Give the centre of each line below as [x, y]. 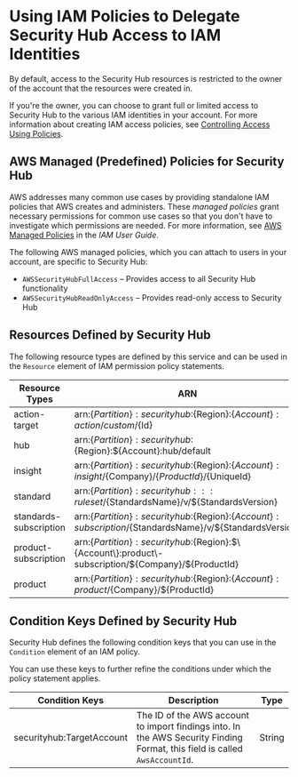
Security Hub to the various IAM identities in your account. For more [133, 115]
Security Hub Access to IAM [115, 35]
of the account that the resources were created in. [101, 88]
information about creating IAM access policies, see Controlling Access [140, 124]
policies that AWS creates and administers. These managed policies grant [144, 206]
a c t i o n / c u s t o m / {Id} [114, 425]
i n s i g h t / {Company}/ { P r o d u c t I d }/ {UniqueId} [163, 476]
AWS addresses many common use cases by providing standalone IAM [139, 196]
